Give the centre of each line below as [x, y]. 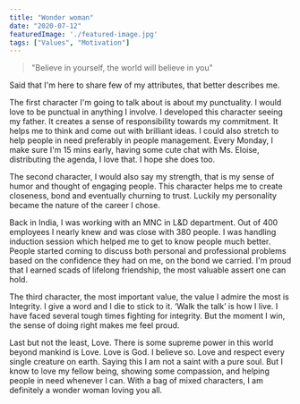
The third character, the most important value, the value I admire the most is [149, 297]
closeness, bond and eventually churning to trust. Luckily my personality [143, 196]
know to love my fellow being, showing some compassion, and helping [140, 371]
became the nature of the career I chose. [85, 206]
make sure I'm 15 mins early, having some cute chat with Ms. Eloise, [134, 150]
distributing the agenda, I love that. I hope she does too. [112, 160]
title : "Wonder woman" [51, 17]
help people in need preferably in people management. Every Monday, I [141, 140]
